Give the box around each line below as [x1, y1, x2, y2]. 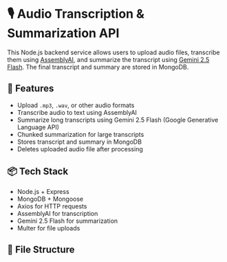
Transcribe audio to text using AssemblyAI [17, 108, 138, 116]
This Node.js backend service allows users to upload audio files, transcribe [7, 48, 220, 56]
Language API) [17, 122, 60, 131]
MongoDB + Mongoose [17, 195, 84, 203]
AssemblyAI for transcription [17, 209, 98, 217]
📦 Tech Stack [7, 166, 69, 177]
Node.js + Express [17, 187, 70, 195]
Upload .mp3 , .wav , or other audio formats [17, 101, 135, 109]
